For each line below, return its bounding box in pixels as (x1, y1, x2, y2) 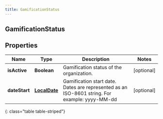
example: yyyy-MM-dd (63, 96, 117, 103)
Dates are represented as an (63, 84, 128, 90)
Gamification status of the (63, 64, 122, 71)
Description (81, 56, 110, 62)
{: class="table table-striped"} (5, 108, 65, 114)
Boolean (34, 67, 54, 74)
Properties (5, 42, 38, 50)
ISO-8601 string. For (63, 90, 112, 97)
